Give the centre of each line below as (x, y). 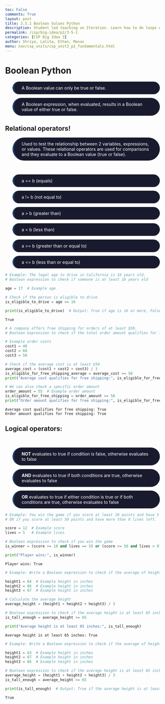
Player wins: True (24, 564)
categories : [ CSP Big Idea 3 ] (36, 37)
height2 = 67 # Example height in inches (49, 657)
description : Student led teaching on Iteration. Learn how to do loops (81, 28)
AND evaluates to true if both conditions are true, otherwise (82, 475)
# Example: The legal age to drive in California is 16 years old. (76, 275)
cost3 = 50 (16, 355)
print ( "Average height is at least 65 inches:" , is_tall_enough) (73, 626)
